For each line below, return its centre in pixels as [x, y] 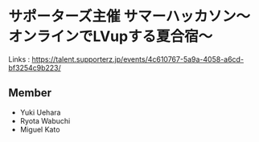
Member [30, 93]
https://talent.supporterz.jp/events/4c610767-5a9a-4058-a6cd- [138, 59]
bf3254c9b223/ [35, 67]
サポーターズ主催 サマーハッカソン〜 [129, 16]
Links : [19, 59]
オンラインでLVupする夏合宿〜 [111, 37]
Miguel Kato [40, 129]
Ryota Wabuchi [45, 120]
